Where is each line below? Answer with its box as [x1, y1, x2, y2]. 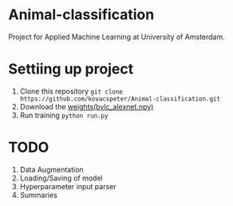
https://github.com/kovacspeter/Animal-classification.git [19, 94, 221, 103]
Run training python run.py [19, 110, 109, 120]
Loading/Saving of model [19, 173, 103, 183]
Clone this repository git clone [19, 86, 124, 96]
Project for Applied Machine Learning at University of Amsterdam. [8, 32, 225, 42]
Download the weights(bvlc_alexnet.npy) [19, 101, 154, 111]
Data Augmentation [19, 164, 84, 174]
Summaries [19, 190, 57, 200]
